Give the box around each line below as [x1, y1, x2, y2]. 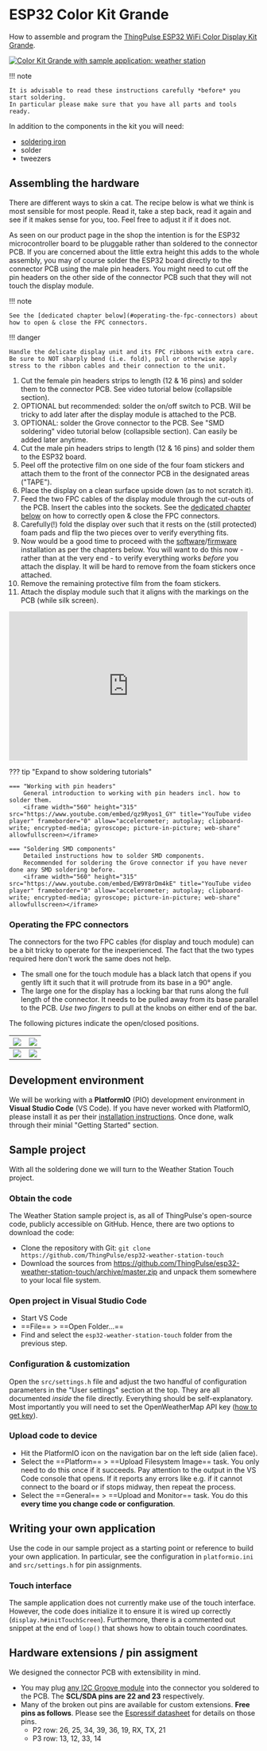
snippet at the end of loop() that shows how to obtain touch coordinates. [9, 1623, 249, 1633]
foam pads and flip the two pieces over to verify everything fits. [20, 527, 229, 538]
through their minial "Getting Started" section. [9, 1120, 159, 1130]
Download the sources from [20, 1258, 112, 1268]
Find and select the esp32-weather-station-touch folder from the [20, 1330, 233, 1340]
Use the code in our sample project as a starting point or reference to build [9, 1543, 253, 1552]
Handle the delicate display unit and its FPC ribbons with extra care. [9, 347, 255, 355]
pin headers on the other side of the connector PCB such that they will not [9, 272, 252, 281]
